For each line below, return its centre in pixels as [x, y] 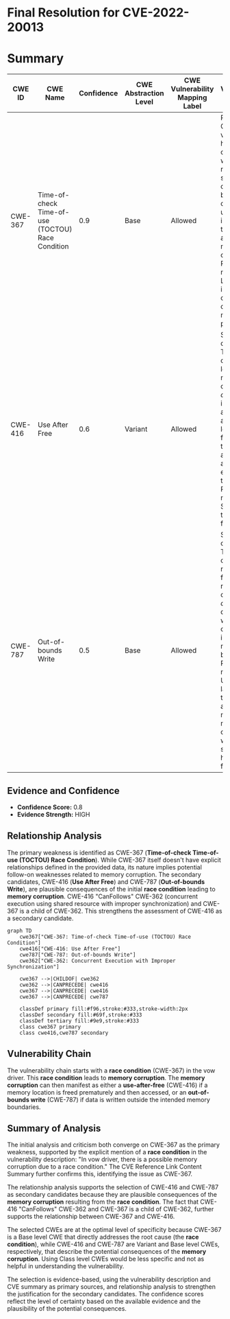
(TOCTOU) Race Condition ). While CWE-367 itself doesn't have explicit [120, 860]
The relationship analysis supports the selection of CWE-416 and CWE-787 [113, 1187]
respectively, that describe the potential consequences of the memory [107, 1252]
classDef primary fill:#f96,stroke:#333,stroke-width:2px [104, 1009]
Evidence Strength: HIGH [53, 814]
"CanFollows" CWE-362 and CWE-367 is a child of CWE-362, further [116, 1209]
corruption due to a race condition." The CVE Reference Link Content [104, 1167]
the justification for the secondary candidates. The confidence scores [105, 1294]
